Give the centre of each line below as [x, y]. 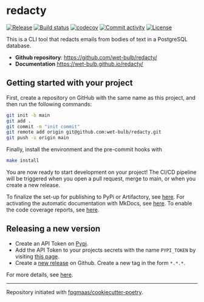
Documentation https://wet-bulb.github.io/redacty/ [79, 64]
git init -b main [28, 115]
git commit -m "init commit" [43, 126]
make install [23, 161]
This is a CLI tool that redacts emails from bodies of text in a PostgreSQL [97, 39]
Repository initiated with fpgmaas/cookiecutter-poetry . [75, 292]
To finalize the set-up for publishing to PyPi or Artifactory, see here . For [96, 197]
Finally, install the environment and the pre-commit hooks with [84, 149]
